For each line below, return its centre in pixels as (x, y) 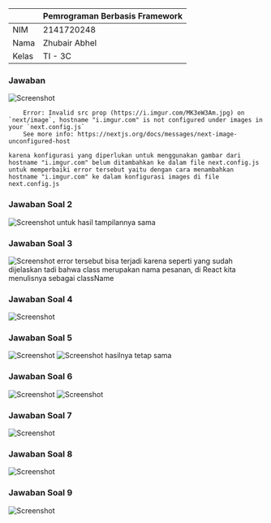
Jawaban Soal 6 (41, 377)
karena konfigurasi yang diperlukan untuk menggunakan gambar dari (125, 156)
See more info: (49, 134)
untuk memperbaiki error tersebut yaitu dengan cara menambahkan (121, 170)
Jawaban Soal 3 (41, 243)
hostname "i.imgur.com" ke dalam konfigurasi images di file (114, 177)
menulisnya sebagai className (61, 278)
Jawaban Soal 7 (40, 415)
